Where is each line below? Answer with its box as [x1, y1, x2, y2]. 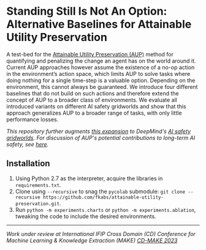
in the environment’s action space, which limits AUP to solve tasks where [6, 70, 191, 77]
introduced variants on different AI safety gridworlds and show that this [6, 102, 186, 110]
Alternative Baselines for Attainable [6, 17, 192, 31]
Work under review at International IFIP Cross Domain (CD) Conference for [6, 230, 196, 237]
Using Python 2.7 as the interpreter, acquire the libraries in [15, 175, 163, 182]
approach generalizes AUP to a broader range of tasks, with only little [6, 109, 182, 116]
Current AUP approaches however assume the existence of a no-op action [6, 63, 195, 71]
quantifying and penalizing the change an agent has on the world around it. [6, 57, 196, 64]
